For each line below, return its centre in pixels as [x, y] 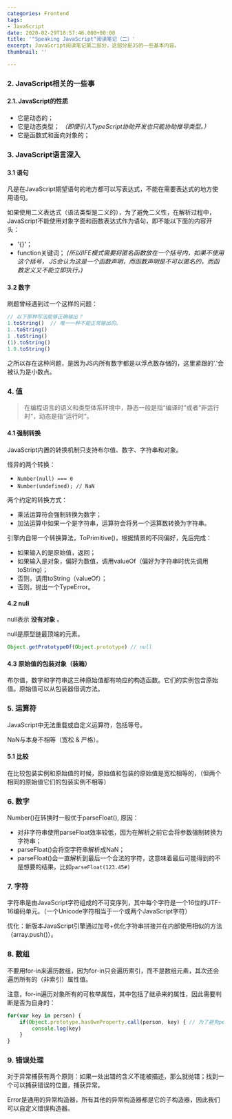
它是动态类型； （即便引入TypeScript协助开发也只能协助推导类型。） [113, 126]
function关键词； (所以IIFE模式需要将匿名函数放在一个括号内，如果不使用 [120, 253]
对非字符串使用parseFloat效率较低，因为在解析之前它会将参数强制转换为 [119, 833]
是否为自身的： [34, 1002]
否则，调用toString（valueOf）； [62, 578]
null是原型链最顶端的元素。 [45, 634]
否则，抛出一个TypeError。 [55, 587]
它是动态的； [35, 118]
